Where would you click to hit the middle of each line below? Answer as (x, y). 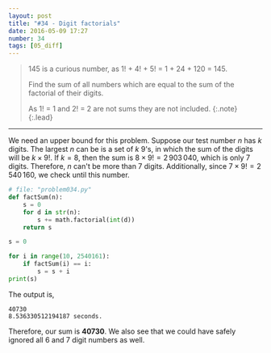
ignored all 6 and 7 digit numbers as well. (77, 339)
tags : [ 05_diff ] (35, 46)
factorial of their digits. (66, 93)
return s (38, 227)
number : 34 (27, 38)
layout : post (30, 16)
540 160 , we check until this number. (69, 175)
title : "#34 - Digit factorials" (65, 23)
